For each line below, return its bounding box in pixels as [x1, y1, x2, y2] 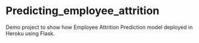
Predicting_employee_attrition [5, 4, 160, 18]
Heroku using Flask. [5, 29, 55, 37]
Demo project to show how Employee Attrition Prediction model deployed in [5, 24, 193, 31]
